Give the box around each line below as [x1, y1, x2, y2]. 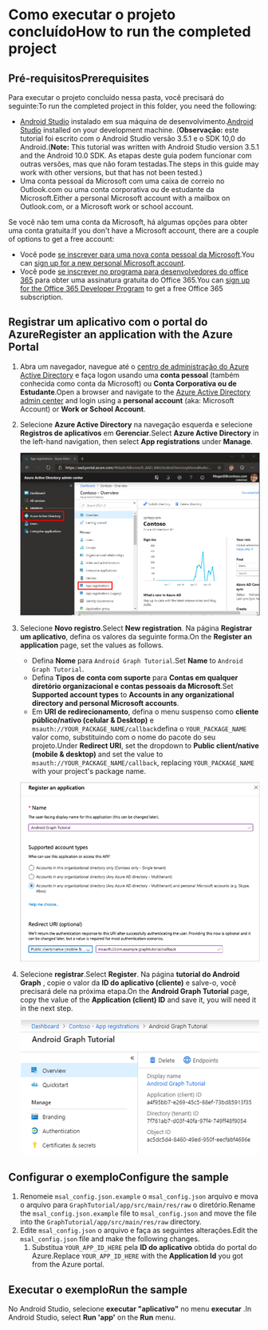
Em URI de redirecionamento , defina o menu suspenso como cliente [31, 707, 259, 716]
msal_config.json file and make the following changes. [19, 1234, 200, 1244]
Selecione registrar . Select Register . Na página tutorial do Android [19, 970, 240, 979]
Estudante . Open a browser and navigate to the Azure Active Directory [19, 387, 251, 397]
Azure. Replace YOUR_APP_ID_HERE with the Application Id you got [31, 1251, 243, 1261]
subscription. [19, 292, 64, 302]
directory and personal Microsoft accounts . [31, 698, 179, 707]
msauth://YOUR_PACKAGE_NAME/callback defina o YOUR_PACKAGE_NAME [31, 723, 247, 733]
